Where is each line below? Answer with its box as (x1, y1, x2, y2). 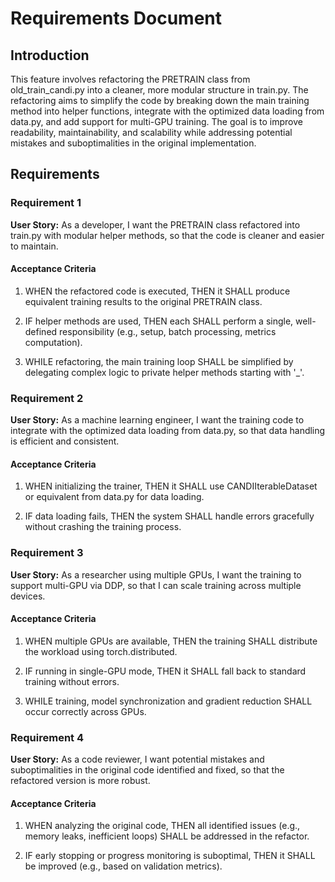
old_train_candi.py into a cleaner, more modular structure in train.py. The (10, 84, 309, 96)
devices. (10, 590, 46, 602)
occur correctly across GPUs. (24, 705, 147, 717)
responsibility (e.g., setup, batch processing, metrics (59, 325, 277, 337)
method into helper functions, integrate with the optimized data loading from (10, 105, 325, 117)
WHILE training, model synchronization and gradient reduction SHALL (24, 695, 313, 707)
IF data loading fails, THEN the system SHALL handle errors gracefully (24, 510, 315, 522)
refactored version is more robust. (10, 775, 151, 787)
